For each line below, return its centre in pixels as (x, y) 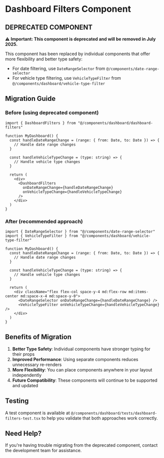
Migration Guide (30, 99)
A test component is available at (38, 413)
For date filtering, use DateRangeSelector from (59, 68)
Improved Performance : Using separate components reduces (75, 359)
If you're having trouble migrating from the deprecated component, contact (81, 445)
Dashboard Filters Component (68, 9)
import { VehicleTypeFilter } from (42, 236)
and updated (25, 385)
